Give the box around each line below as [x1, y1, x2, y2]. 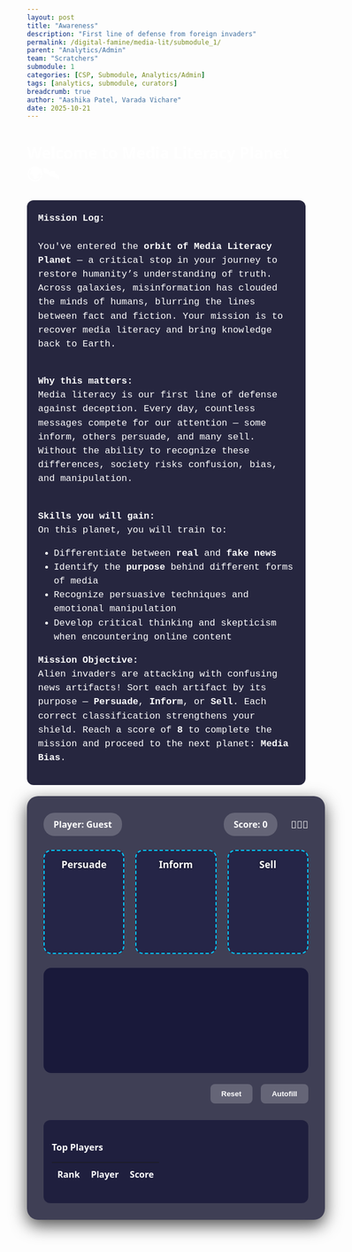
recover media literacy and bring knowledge [38, 324, 272, 336]
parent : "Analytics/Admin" [27, 46, 126, 55]
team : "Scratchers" [27, 54, 99, 63]
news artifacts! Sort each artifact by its [38, 682, 267, 694]
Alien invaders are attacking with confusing [38, 668, 279, 680]
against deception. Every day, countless [38, 403, 256, 415]
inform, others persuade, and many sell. [38, 431, 256, 443]
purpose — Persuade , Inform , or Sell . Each [38, 696, 267, 708]
